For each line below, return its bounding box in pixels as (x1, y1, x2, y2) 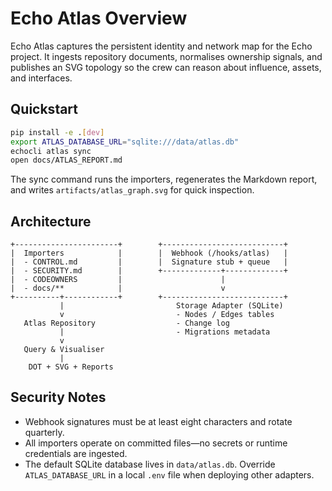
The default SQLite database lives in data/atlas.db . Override (24, 458, 276, 470)
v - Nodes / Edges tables (59, 310, 275, 320)
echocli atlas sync (10, 146, 92, 156)
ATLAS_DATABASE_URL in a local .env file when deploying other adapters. (24, 468, 315, 481)
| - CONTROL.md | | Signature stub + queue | (10, 257, 288, 267)
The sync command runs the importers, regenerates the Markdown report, (10, 173, 318, 186)
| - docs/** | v (10, 283, 226, 294)
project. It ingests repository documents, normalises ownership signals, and (10, 50, 323, 62)
